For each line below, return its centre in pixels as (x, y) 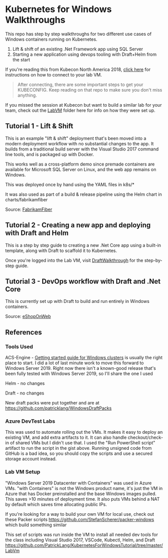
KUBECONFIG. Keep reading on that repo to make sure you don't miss (90, 90)
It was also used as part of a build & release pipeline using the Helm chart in (83, 194)
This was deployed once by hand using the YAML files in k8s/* (70, 184)
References (24, 332)
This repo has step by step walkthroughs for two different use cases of (78, 34)
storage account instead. (31, 459)
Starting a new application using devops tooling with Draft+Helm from (85, 54)
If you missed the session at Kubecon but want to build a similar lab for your (83, 105)
